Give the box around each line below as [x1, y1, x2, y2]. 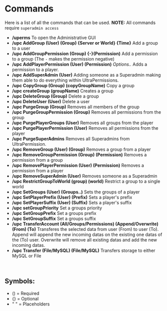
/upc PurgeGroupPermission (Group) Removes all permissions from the [11, 109, 161, 115]
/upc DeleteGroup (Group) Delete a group [11, 93, 99, 99]
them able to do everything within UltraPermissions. [11, 77, 119, 83]
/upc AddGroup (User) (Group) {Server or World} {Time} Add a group [11, 40, 158, 46]
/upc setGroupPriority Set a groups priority [11, 205, 102, 211]
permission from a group [11, 157, 63, 163]
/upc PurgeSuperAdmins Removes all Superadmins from [11, 136, 130, 142]
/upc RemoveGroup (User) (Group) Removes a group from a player [11, 146, 151, 152]
